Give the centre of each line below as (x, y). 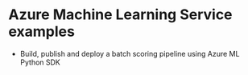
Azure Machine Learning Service (120, 15)
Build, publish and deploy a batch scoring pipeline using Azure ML (130, 53)
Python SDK (40, 62)
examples (41, 32)
